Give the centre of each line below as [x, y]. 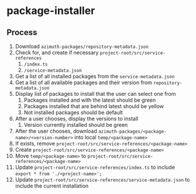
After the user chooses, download [56, 131]
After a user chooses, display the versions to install [77, 119]
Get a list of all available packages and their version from [84, 82]
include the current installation [52, 186]
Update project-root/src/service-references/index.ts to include [95, 167]
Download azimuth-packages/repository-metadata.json [82, 46]
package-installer [51, 11]
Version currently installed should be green [76, 125]
